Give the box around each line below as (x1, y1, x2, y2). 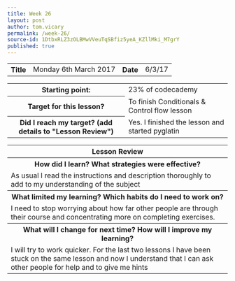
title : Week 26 (7, 10, 52, 17)
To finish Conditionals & (128, 96, 206, 106)
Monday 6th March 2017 (32, 64, 116, 74)
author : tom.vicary (7, 23, 64, 30)
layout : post (7, 17, 45, 24)
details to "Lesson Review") (18, 127, 114, 136)
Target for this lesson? (27, 101, 105, 111)
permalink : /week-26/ (7, 29, 71, 37)
